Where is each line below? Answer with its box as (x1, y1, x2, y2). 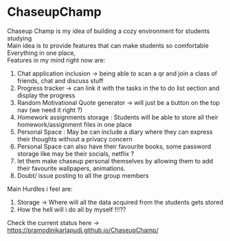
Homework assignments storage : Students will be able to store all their (16, 113, 219, 121)
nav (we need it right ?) (16, 106, 83, 114)
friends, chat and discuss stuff (16, 76, 104, 84)
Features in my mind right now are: (7, 56, 106, 64)
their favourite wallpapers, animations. (16, 164, 126, 172)
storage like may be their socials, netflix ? (16, 149, 135, 158)
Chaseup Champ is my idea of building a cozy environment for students (7, 27, 210, 35)
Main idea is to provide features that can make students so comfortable (7, 41, 209, 49)
